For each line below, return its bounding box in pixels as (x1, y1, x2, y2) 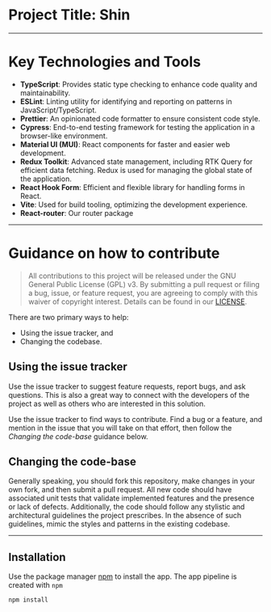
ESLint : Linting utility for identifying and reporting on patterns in (19, 96, 232, 106)
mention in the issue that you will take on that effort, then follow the (8, 423, 232, 433)
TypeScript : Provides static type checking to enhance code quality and (19, 79, 258, 89)
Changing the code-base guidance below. (8, 431, 148, 441)
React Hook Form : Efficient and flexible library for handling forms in (19, 182, 245, 192)
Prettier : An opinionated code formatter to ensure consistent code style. (19, 113, 261, 123)
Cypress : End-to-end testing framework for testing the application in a (19, 122, 256, 132)
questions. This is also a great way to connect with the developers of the (8, 390, 250, 399)
